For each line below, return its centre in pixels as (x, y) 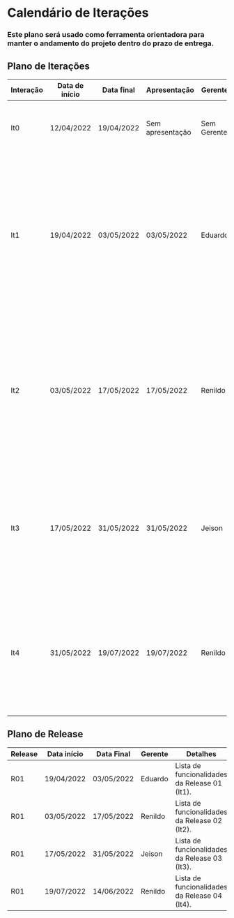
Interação (27, 90)
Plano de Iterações (49, 66)
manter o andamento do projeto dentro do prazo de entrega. (111, 43)
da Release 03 (199, 858)
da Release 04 (199, 896)
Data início (65, 753)
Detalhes (202, 753)
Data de (71, 85)
